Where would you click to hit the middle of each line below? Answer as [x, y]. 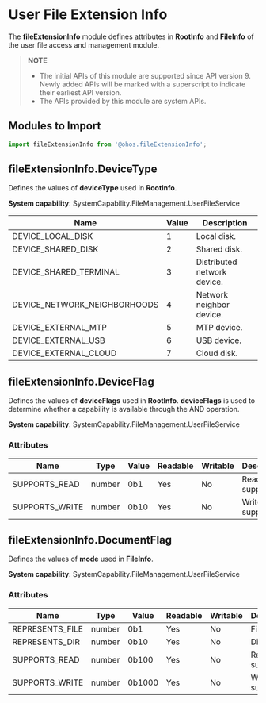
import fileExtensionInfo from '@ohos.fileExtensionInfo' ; [108, 144]
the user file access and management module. [84, 44]
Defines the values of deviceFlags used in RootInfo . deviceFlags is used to [132, 401]
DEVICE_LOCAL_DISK [53, 236]
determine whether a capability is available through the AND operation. [124, 409]
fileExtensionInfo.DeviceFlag [81, 381]
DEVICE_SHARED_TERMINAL [66, 272]
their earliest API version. [80, 92]
